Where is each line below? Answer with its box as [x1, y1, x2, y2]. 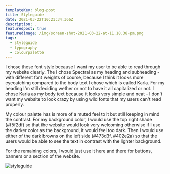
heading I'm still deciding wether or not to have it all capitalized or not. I [5, 85, 154, 91]
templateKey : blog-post [5, 7, 56, 13]
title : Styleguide [5, 12, 44, 17]
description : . [5, 21, 37, 27]
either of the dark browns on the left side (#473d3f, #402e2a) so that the [5, 133, 158, 139]
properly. [5, 101, 24, 107]
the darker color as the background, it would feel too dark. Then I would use [5, 127, 164, 133]
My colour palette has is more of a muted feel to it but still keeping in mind [5, 111, 160, 117]
